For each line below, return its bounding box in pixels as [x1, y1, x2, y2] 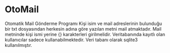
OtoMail [5, 4, 39, 15]
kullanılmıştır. [5, 42, 33, 48]
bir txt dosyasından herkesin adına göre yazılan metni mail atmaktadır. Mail [5, 25, 162, 32]
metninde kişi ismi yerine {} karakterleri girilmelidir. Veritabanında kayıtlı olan [5, 31, 165, 37]
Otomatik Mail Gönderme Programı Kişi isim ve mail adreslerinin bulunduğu [5, 20, 162, 26]
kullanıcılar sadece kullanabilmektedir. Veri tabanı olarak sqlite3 [5, 37, 138, 43]
